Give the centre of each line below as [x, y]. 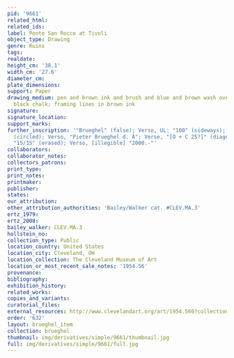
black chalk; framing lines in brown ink [75, 104]
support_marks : [29, 124]
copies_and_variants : [39, 299]
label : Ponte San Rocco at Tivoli [57, 33]
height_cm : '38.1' [34, 65]
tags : [15, 53]
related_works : [29, 292]
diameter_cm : [26, 78]
